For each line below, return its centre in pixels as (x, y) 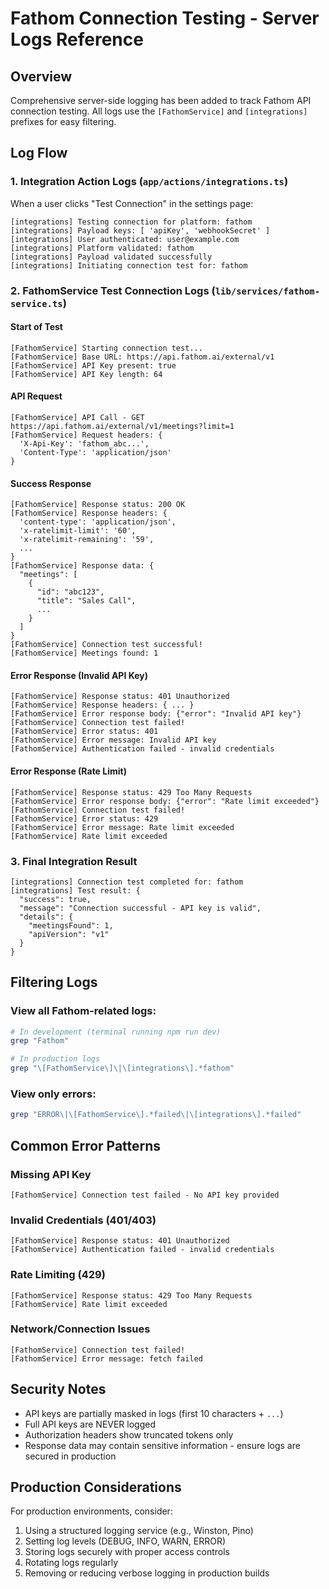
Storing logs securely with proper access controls (127, 1552)
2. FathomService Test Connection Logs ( (113, 290)
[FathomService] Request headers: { (86, 435)
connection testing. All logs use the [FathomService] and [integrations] (159, 111)
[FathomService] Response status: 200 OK (98, 505)
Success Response (51, 483)
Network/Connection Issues (80, 1329)
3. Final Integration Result (74, 861)
